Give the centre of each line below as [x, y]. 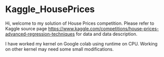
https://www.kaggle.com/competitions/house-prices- [104, 28]
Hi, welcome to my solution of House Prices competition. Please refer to [80, 23]
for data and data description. [106, 34]
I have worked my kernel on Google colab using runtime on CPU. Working [81, 43]
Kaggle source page [26, 28]
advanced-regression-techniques [40, 34]
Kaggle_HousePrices [50, 9]
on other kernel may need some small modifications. [60, 49]
